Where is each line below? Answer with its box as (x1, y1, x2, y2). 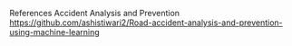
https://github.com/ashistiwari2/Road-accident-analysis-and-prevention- (9, 17, 283, 28)
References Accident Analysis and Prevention (9, 8, 180, 18)
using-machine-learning (9, 27, 100, 37)
